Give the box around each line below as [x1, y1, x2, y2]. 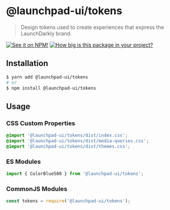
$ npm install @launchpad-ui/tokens [6, 85, 96, 91]
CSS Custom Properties [6, 119, 76, 127]
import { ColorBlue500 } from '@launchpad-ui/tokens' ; [6, 170, 144, 176]
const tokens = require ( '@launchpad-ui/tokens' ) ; [6, 198, 131, 204]
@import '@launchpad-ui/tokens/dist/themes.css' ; [6, 143, 131, 149]
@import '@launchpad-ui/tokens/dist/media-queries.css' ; [6, 137, 149, 144]
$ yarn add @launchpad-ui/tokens [6, 74, 89, 80]
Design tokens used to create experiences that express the [20, 24, 164, 31]
